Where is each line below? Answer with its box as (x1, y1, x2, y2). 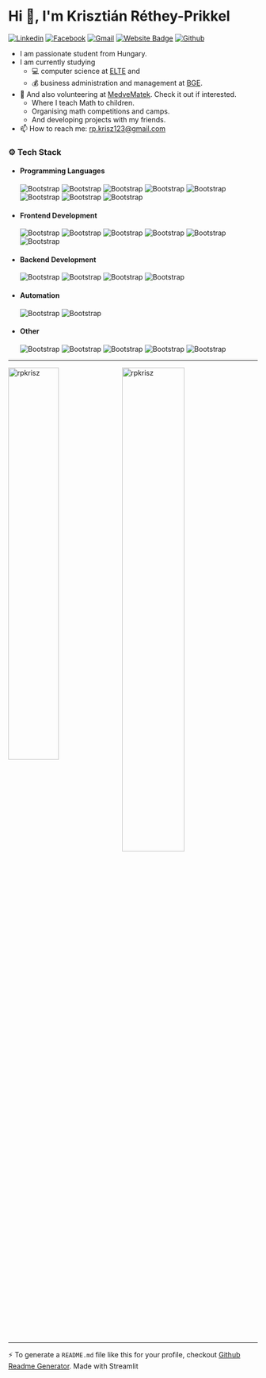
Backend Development (19, 254, 97, 264)
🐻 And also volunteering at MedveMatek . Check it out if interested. (19, 89, 237, 98)
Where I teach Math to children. (31, 98, 135, 107)
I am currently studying (19, 57, 96, 67)
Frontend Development (19, 210, 97, 220)
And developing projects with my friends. (31, 114, 166, 124)
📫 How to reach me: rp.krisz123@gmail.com (19, 123, 166, 133)
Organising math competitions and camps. (31, 106, 170, 116)
